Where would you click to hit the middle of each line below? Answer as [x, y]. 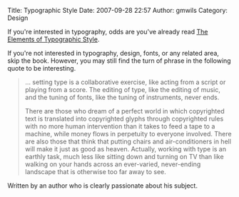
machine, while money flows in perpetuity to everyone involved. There [128, 134]
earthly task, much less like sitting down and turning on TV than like [124, 157]
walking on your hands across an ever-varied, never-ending [113, 164]
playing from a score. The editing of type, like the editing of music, [123, 90]
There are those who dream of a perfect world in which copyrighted [124, 111]
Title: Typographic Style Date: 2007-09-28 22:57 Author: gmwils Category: [118, 10]
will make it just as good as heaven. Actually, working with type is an [126, 149]
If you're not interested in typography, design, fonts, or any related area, [113, 53]
